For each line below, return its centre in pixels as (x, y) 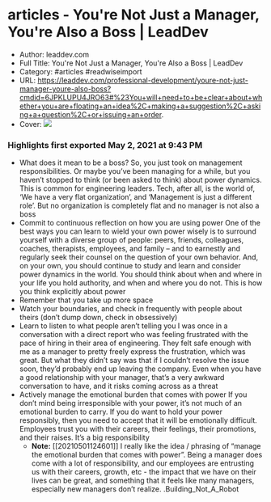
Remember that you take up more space (86, 300)
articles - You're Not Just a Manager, (133, 15)
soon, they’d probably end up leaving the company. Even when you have (140, 369)
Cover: (30, 124)
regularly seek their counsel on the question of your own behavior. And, (139, 257)
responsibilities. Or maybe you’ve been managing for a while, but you (135, 171)
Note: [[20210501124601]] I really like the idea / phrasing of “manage (146, 446)
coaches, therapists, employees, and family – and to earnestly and (129, 249)
